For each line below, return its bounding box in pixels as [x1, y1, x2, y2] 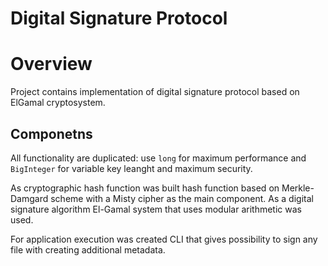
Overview [10, 53, 93, 76]
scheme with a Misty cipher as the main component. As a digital [50, 192, 314, 204]
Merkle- [281, 182, 315, 194]
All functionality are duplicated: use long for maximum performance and [10, 152, 307, 164]
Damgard [10, 192, 49, 204]
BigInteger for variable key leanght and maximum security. [10, 162, 253, 174]
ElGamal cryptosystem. [10, 97, 106, 109]
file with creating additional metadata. [10, 243, 166, 256]
